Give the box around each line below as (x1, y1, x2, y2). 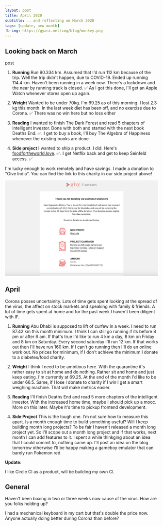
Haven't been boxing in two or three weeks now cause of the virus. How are (5, 496, 157, 502)
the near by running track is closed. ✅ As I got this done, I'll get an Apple (12, 85, 158, 91)
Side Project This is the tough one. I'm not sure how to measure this (12, 413, 148, 419)
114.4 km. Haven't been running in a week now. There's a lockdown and (12, 79, 155, 85)
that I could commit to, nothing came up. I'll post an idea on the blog (12, 439, 149, 445)
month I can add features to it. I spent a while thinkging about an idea (12, 434, 150, 440)
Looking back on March (5, 47, 78, 56)
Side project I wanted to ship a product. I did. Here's (12, 145, 117, 151)
